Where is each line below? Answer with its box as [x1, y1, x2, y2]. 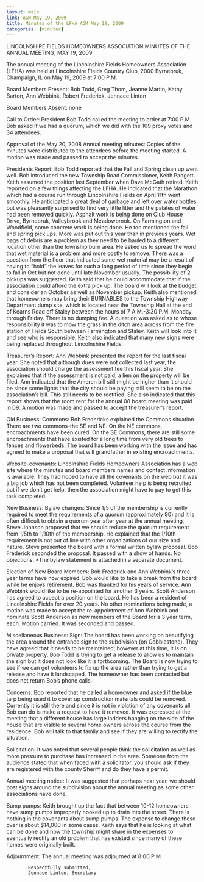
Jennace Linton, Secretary [28, 870, 97, 876]
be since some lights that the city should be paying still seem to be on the [6, 385, 191, 392]
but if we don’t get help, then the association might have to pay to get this [6, 486, 191, 493]
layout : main [6, 9, 40, 15]
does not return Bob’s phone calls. [6, 677, 93, 684]
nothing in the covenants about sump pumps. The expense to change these [6, 815, 196, 822]
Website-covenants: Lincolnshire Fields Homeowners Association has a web [6, 460, 198, 467]
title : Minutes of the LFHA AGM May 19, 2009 [6, 20, 124, 26]
